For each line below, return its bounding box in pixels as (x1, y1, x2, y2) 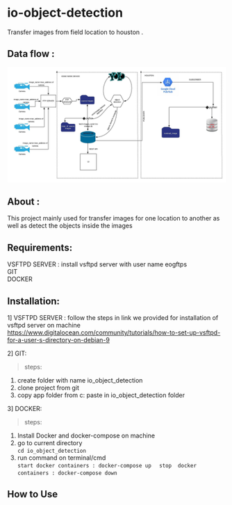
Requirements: (7, 241, 73, 253)
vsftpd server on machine (7, 321, 81, 329)
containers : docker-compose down (17, 470, 117, 476)
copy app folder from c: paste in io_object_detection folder (17, 391, 185, 399)
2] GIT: (7, 349, 27, 358)
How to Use (7, 488, 58, 500)
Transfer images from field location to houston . (7, 28, 144, 36)
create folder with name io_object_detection (17, 376, 143, 384)
